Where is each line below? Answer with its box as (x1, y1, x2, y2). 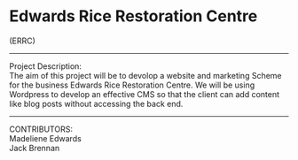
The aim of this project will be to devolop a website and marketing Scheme (9, 70, 282, 80)
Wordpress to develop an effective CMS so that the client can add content (9, 88, 280, 99)
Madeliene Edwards (9, 133, 82, 143)
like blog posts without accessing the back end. (9, 98, 184, 109)
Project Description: (9, 60, 82, 72)
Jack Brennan (9, 142, 60, 153)
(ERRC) (9, 35, 35, 46)
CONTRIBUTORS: (9, 124, 74, 134)
